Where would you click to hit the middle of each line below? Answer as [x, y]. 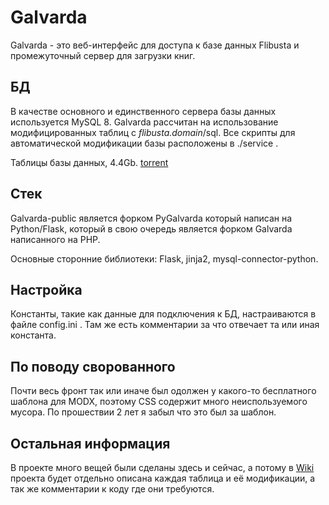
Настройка [46, 289]
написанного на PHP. [55, 239]
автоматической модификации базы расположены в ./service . [144, 143]
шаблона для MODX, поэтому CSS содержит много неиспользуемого [159, 402]
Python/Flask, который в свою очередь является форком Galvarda [151, 228]
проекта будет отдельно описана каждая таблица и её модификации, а [163, 478]
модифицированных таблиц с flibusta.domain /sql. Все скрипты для [153, 132]
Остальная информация [90, 443]
